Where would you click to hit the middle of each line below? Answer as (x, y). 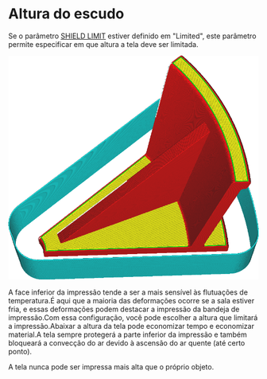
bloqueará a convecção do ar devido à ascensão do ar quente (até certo (127, 342)
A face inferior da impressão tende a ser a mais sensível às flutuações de (128, 292)
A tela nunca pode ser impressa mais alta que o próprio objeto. (111, 366)
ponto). (20, 351)
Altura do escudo (66, 14)
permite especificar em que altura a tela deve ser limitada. (103, 44)
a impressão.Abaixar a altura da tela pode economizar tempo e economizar (131, 326)
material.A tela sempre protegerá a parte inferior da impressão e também (128, 334)
